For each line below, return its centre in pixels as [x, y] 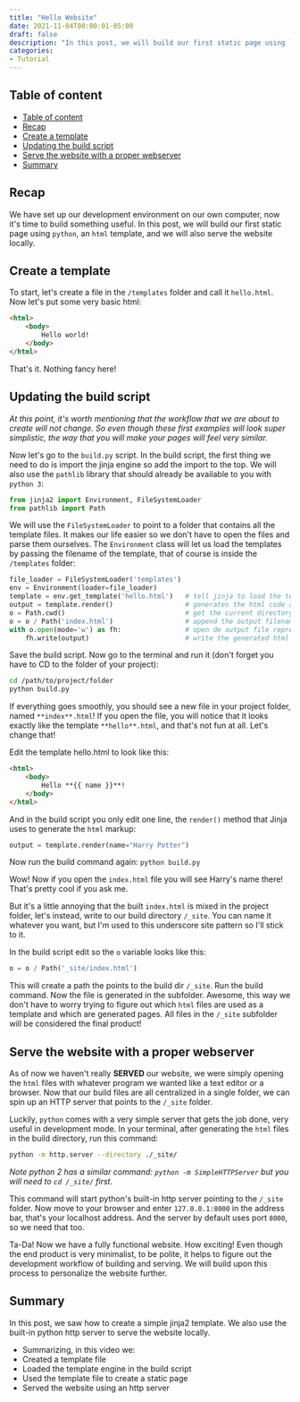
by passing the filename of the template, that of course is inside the [133, 554]
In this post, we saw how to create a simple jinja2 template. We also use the [148, 1322]
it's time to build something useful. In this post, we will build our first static [146, 224]
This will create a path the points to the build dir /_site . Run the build [136, 986]
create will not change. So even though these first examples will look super [147, 428]
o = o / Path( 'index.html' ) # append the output [135, 621]
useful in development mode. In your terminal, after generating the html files [149, 1129]
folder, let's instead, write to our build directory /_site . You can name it [141, 916]
